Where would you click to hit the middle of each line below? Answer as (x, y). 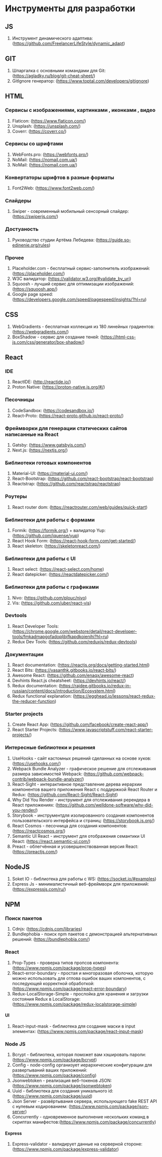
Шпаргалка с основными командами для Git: (59, 70)
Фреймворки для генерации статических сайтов (66, 428)
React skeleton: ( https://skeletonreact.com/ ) (56, 546)
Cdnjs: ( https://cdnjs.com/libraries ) (47, 929)
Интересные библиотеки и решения (50, 747)
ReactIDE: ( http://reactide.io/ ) (42, 382)
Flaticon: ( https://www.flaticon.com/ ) (49, 121)
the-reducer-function (33, 702)
